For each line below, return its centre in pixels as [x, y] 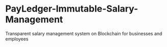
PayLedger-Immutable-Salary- [72, 9]
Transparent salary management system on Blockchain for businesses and [84, 33]
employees [17, 39]
